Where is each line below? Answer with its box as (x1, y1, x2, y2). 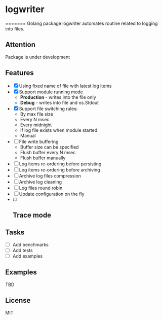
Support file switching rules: (19, 105, 78, 112)
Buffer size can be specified (20, 144, 79, 150)
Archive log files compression (19, 172, 81, 179)
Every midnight (20, 122, 52, 128)
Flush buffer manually (20, 155, 66, 161)
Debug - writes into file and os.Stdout (20, 99, 99, 105)
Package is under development (5, 54, 70, 60)
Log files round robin (19, 185, 63, 191)
